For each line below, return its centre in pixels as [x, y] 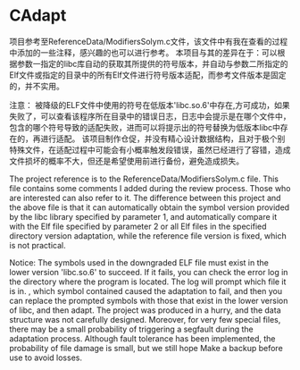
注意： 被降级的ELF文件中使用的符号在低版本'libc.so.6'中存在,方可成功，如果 [150, 105]
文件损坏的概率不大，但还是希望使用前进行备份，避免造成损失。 [126, 161]
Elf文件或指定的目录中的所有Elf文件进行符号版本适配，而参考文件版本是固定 [148, 75]
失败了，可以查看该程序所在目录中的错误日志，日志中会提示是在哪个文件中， [150, 116]
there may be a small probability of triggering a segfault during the [132, 329]
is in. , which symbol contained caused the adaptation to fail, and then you [146, 290]
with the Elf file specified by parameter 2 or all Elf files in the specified [138, 226]
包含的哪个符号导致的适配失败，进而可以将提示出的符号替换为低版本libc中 [145, 127]
